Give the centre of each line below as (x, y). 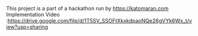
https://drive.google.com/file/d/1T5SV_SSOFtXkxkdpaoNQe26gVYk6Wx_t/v (100, 21)
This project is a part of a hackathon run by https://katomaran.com (87, 8)
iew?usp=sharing (27, 27)
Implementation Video (33, 15)
